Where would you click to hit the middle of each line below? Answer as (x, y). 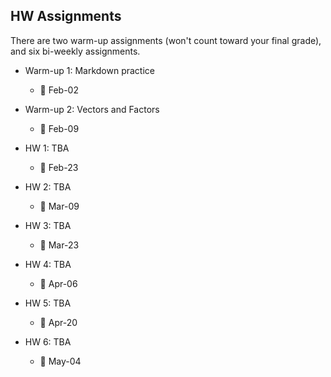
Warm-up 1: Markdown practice (89, 70)
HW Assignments (66, 16)
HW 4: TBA (48, 264)
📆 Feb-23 (59, 167)
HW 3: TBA (48, 225)
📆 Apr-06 (58, 283)
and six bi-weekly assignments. (75, 51)
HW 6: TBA (48, 341)
